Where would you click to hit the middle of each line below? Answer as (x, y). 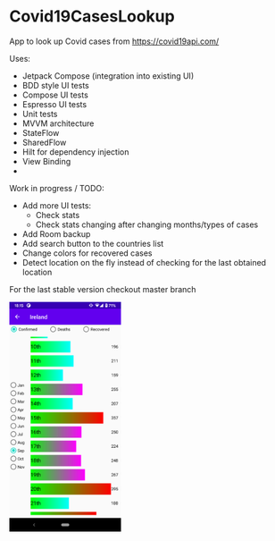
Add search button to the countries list (93, 243)
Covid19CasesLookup (92, 17)
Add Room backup (56, 233)
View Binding (46, 161)
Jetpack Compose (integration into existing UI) (108, 76)
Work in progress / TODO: (57, 188)
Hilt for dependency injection (75, 152)
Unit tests (40, 114)
